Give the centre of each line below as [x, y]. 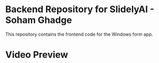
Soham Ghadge [39, 20]
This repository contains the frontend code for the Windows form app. [79, 34]
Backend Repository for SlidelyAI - [80, 9]
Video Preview [37, 55]
